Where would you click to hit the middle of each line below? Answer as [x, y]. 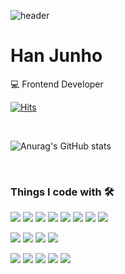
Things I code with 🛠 [62, 192]
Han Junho [56, 56]
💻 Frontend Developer [57, 84]
